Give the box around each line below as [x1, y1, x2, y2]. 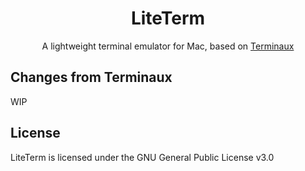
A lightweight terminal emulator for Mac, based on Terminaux [41, 40, 295, 52]
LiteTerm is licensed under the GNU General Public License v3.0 [10, 151, 275, 163]
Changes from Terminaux [10, 69, 173, 86]
